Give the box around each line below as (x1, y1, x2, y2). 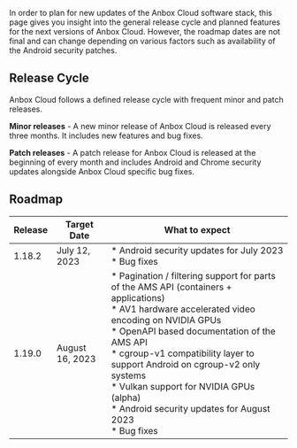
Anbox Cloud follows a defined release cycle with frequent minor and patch (9, 94, 285, 104)
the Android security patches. (9, 45, 118, 56)
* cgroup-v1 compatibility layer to (110, 347, 255, 359)
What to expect (164, 223, 231, 236)
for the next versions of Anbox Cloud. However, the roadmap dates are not (9, 27, 281, 36)
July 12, (56, 243, 91, 256)
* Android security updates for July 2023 (110, 243, 284, 256)
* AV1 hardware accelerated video (110, 303, 256, 315)
